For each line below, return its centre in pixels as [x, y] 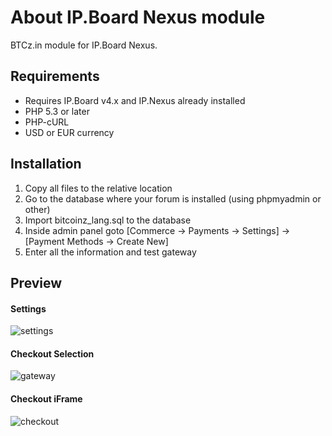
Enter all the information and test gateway [110, 252]
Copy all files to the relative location [98, 188]
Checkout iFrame [46, 398]
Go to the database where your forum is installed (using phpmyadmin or [173, 198]
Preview [36, 282]
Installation [46, 164]
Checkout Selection [52, 353]
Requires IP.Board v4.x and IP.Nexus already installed [135, 100]
